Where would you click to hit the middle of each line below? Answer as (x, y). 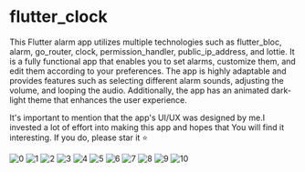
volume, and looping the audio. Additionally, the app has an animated (139, 90)
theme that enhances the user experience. (107, 100)
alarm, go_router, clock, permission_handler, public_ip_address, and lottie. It (152, 51)
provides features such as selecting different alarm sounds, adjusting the (147, 80)
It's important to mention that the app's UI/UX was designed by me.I (137, 117)
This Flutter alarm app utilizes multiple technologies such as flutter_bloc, (146, 42)
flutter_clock (58, 17)
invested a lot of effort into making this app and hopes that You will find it (147, 127)
